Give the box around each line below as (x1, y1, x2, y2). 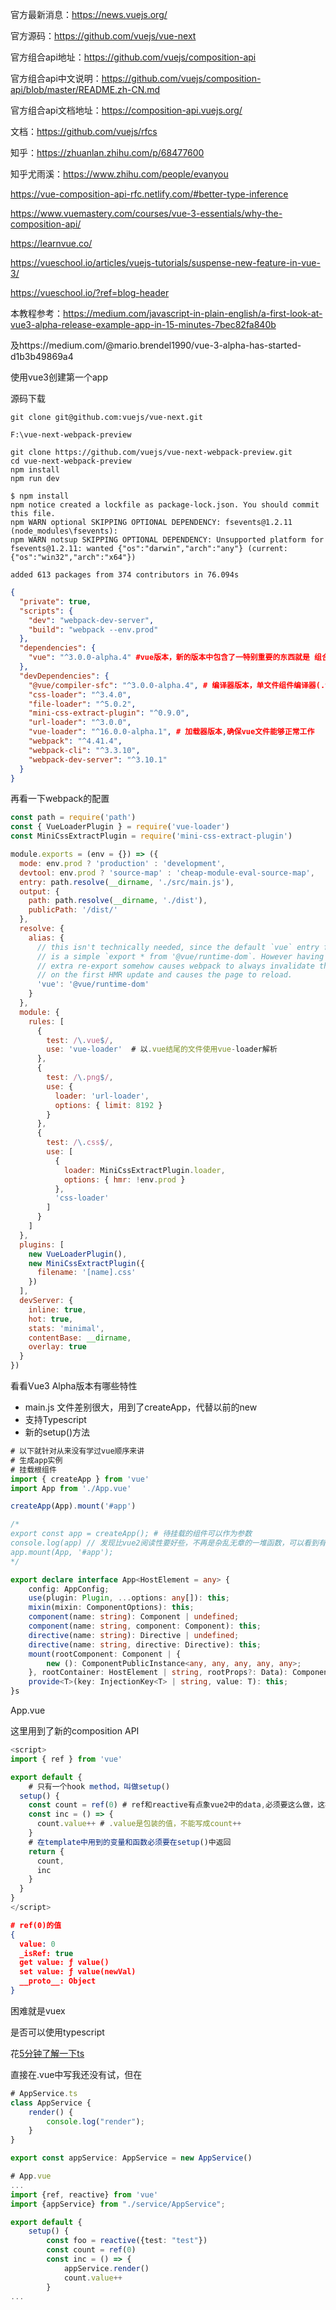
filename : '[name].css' (36, 1268, 137, 1278)
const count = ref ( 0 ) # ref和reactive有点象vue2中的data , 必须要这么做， (28, 1800, 318, 1810)
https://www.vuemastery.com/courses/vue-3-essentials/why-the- (10, 208, 283, 219)
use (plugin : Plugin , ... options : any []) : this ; (28, 1593, 230, 1603)
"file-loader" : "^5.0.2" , (28, 699, 137, 709)
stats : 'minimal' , (28, 1323, 105, 1333)
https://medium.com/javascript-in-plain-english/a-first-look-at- (63, 308, 323, 319)
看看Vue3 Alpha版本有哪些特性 (10, 1380, 138, 1392)
